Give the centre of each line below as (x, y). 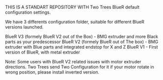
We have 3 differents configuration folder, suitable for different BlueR (75, 22)
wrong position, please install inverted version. (52, 72)
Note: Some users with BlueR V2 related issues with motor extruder (73, 62)
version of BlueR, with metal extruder (42, 52)
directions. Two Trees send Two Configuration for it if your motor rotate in (80, 67)
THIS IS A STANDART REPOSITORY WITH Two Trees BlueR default (72, 7)
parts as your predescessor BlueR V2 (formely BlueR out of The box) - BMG (82, 42)
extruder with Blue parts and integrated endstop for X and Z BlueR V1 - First (81, 47)
